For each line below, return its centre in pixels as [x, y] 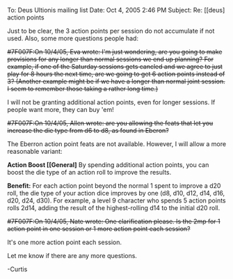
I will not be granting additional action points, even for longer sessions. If [111, 102]
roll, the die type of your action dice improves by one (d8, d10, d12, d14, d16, [116, 193]
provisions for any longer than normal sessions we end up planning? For [111, 59]
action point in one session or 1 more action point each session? [99, 229]
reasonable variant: [35, 151]
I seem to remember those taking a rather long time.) [83, 89]
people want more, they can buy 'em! [61, 110]
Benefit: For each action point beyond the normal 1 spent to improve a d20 [114, 186]
